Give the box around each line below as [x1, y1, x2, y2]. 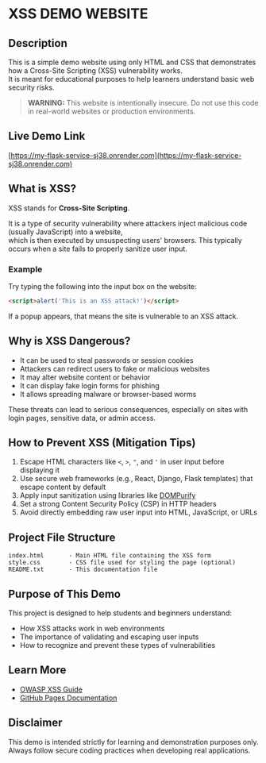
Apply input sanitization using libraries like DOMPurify [19, 491, 196, 500]
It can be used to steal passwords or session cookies [19, 355, 194, 365]
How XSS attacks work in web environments [19, 624, 165, 634]
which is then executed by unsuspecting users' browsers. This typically [8, 235, 242, 245]
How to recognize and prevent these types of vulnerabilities [19, 641, 216, 650]
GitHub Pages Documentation [19, 692, 118, 703]
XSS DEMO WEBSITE [8, 5, 148, 23]
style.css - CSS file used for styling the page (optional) [8, 559, 237, 567]
